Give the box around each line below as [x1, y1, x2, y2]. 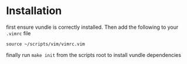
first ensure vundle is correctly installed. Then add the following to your [6, 23, 179, 31]
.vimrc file [6, 29, 31, 36]
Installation [6, 4, 62, 18]
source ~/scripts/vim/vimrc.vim [6, 41, 85, 47]
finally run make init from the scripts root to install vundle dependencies [6, 51, 182, 58]
